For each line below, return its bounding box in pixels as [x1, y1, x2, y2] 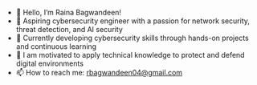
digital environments [15, 59, 84, 68]
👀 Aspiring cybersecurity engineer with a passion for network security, [15, 16, 251, 26]
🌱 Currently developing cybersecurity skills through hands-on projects [15, 33, 249, 42]
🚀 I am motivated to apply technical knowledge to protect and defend [15, 51, 245, 59]
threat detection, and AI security [15, 25, 123, 34]
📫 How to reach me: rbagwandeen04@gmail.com [15, 68, 183, 77]
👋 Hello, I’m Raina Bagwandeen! [15, 8, 122, 17]
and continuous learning [15, 42, 97, 51]
